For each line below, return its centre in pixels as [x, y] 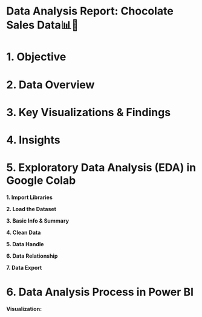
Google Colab [41, 181]
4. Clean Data [24, 232]
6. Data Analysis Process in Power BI [100, 292]
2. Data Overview [50, 84]
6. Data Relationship [32, 256]
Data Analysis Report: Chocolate [90, 11]
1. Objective [36, 57]
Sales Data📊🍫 [42, 25]
